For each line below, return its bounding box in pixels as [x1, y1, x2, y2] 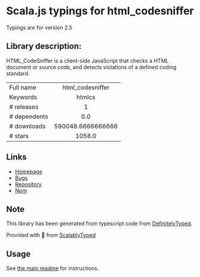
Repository [14, 180, 42, 187]
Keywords [9, 93, 38, 101]
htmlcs [76, 93, 96, 101]
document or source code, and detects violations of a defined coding [6, 63, 177, 70]
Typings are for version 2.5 [6, 24, 73, 31]
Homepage [14, 168, 43, 175]
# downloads [9, 122, 46, 130]
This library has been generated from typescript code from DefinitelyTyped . [6, 220, 193, 227]
